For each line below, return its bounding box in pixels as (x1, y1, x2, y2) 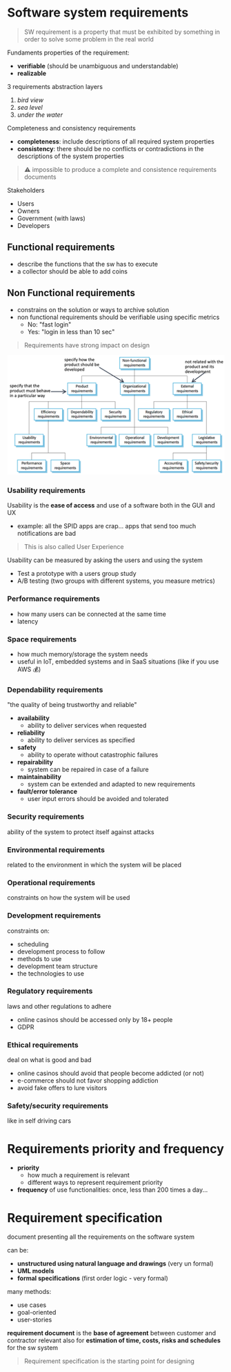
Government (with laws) (17, 214, 86, 222)
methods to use (17, 954, 62, 963)
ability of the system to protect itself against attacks (7, 827, 154, 836)
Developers (17, 221, 50, 229)
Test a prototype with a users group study (17, 570, 137, 578)
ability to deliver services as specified (27, 736, 135, 744)
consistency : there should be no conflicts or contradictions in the (17, 144, 204, 153)
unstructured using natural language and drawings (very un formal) (17, 1259, 214, 1268)
